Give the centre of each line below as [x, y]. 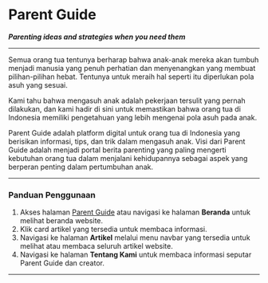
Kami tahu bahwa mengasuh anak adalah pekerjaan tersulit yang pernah [127, 100]
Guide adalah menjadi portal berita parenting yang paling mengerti [117, 150]
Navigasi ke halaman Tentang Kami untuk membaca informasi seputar [136, 255]
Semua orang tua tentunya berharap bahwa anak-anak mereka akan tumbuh [134, 59]
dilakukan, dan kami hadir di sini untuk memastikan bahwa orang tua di [125, 108]
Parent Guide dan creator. [62, 263]
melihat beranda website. [61, 221]
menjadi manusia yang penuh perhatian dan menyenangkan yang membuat [132, 68]
